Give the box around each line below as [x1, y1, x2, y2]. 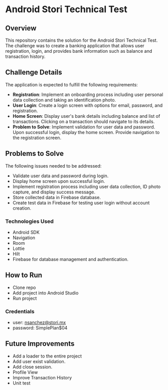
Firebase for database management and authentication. [12, 256, 129, 262]
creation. [12, 205, 31, 211]
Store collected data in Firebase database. [12, 194, 101, 200]
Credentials [5, 308, 34, 315]
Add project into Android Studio [12, 289, 79, 296]
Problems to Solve [5, 149, 64, 158]
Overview [5, 24, 37, 32]
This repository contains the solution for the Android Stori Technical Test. [5, 37, 158, 43]
